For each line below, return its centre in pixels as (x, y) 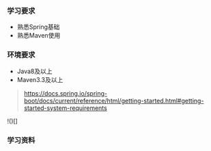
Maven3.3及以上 (40, 79)
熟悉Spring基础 (38, 27)
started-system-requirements (65, 108)
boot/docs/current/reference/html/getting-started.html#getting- (114, 100)
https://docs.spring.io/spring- (66, 93)
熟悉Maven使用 (39, 36)
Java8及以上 (34, 71)
